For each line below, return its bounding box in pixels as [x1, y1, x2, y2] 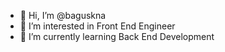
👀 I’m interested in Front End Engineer [19, 20, 176, 32]
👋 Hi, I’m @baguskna [19, 10, 107, 21]
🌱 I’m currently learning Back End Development [19, 31, 215, 42]
